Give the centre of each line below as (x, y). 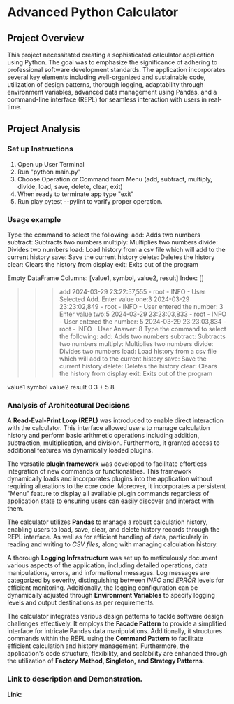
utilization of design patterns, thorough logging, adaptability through (105, 84)
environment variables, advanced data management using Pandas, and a (112, 92)
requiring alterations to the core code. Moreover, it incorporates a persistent (116, 486)
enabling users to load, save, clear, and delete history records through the (114, 530)
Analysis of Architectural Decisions (69, 405)
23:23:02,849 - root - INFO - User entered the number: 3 (141, 306)
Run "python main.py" (49, 172)
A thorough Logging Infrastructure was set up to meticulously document (112, 558)
